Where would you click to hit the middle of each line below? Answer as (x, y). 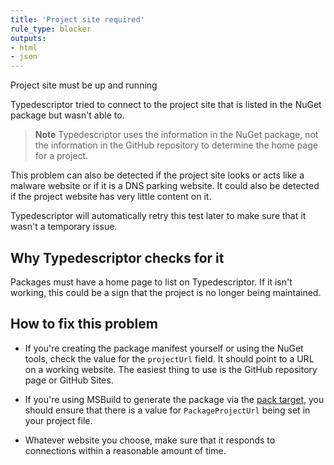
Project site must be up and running (84, 85)
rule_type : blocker (51, 29)
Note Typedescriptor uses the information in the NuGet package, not (176, 135)
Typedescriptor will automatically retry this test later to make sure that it (158, 216)
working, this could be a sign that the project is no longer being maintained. (166, 292)
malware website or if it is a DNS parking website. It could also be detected (165, 186)
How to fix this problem (84, 324)
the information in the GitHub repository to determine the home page (176, 145)
